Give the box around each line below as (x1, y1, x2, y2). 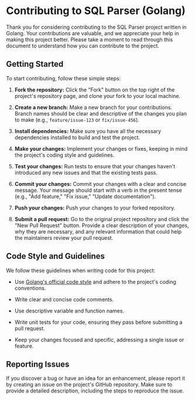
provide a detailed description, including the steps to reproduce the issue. (6, 387, 184, 394)
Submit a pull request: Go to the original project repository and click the (14, 215, 189, 222)
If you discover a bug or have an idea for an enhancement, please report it (6, 375, 186, 382)
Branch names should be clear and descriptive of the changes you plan (14, 110, 187, 117)
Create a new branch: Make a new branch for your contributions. (14, 104, 173, 111)
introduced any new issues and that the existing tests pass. (14, 169, 158, 176)
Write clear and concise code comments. (14, 296, 114, 303)
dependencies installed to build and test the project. (14, 134, 141, 141)
